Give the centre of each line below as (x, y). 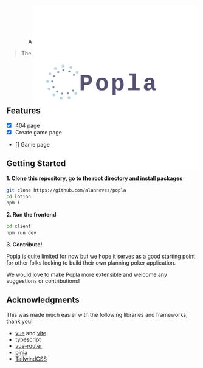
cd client (19, 227)
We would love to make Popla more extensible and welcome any (87, 275)
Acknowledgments (43, 300)
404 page (27, 125)
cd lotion (19, 196)
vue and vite (31, 333)
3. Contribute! (24, 245)
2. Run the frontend (31, 215)
